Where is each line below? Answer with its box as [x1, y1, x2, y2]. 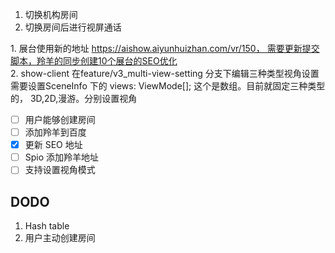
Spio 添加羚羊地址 [24, 151, 100, 163]
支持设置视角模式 [24, 164, 96, 176]
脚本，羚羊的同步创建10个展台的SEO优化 [10, 55, 178, 67]
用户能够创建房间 [24, 114, 96, 125]
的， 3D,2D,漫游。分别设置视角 [10, 93, 138, 104]
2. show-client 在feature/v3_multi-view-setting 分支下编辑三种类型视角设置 [10, 68, 320, 79]
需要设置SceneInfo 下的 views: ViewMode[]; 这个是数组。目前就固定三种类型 [10, 80, 326, 92]
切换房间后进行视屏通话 [24, 21, 122, 33]
